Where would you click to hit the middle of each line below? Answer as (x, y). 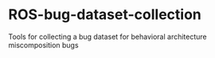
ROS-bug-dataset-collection (105, 15)
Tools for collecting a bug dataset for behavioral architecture (107, 37)
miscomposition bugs (43, 44)
